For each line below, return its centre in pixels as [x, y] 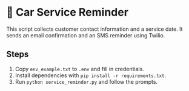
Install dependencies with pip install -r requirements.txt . [91, 75]
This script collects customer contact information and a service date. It [94, 29]
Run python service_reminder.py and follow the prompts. [86, 81]
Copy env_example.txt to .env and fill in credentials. [79, 69]
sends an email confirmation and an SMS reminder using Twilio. [86, 35]
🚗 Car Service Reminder [68, 12]
